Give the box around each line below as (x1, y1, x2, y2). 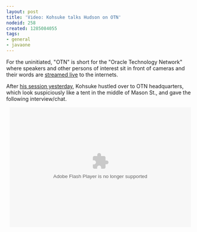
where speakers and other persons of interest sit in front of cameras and (6, 64, 185, 72)
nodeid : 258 (6, 20, 36, 26)
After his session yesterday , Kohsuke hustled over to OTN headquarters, (6, 82, 184, 89)
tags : (6, 31, 20, 37)
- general (6, 36, 31, 42)
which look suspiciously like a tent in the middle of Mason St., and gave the (6, 89, 191, 96)
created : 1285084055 (6, 25, 58, 32)
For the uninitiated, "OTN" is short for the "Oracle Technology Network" (6, 58, 183, 66)
